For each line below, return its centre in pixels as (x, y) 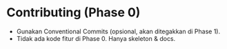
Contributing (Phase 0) (73, 13)
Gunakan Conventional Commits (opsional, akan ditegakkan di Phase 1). (118, 31)
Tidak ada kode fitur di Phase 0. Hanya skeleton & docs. (96, 38)
